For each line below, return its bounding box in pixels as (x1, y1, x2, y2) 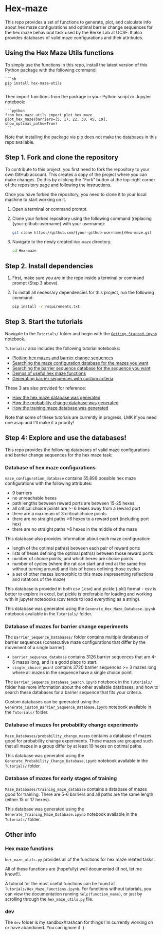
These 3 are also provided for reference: (5, 385, 86, 391)
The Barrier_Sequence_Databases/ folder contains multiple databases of (5, 634, 149, 640)
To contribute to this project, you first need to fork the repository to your (5, 166, 150, 172)
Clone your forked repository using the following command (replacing (12, 216, 152, 221)
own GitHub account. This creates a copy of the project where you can (5, 172, 147, 177)
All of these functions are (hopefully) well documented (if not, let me (5, 866, 142, 871)
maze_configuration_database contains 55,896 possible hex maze (5, 475, 136, 481)
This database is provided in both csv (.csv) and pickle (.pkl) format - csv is (5, 586, 157, 591)
